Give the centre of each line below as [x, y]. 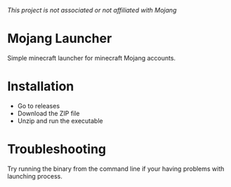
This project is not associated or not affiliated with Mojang [92, 10]
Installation [41, 86]
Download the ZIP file [48, 113]
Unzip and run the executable [60, 121]
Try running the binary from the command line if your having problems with [116, 169]
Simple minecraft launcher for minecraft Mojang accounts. [92, 58]
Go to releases [39, 105]
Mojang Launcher [60, 39]
